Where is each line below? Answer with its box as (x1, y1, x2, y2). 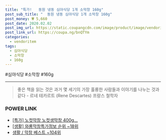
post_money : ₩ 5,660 (5, 16, 48, 21)
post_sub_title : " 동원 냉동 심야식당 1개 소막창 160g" (5, 12, 113, 17)
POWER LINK (5, 105, 37, 112)
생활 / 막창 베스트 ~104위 (12, 129, 61, 135)
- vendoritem (9, 39, 37, 44)
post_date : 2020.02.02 (5, 21, 52, 26)
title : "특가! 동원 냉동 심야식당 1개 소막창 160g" (5, 7, 104, 12)
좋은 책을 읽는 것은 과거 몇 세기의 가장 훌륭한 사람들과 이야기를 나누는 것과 (17, 86, 160, 92)
